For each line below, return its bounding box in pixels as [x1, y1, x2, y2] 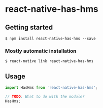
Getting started [5, 23, 53, 32]
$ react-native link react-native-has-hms [5, 59, 94, 64]
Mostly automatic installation [5, 47, 77, 54]
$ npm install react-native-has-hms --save [5, 36, 96, 41]
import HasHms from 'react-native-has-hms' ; [5, 85, 98, 90]
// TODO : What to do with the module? [5, 94, 85, 99]
